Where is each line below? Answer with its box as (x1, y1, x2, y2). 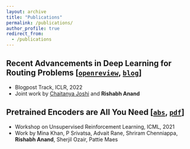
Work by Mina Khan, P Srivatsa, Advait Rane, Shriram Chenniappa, (14, 129, 178, 136)
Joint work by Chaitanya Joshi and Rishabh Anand (14, 90, 140, 97)
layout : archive (6, 8, 46, 15)
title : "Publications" (6, 14, 63, 20)
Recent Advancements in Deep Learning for (6, 58, 172, 69)
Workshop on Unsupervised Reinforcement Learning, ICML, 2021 (14, 123, 175, 130)
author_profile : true (6, 25, 60, 32)
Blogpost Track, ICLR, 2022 (14, 83, 83, 91)
